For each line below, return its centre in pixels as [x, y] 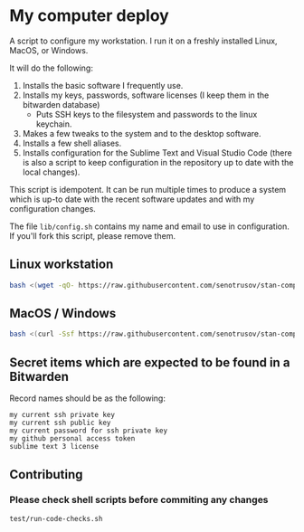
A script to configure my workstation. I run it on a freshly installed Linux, [143, 41]
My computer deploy [89, 16]
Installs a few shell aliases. [72, 143]
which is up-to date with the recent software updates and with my [132, 199]
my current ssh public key [60, 423]
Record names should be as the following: [87, 398]
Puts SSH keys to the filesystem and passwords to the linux [147, 114]
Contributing [46, 475]
